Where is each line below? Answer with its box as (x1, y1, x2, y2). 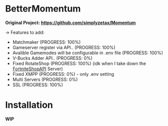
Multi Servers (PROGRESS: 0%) (12, 76, 78, 82)
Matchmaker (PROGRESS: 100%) (12, 39, 81, 45)
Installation (5, 99, 53, 111)
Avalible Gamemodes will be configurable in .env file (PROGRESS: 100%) (12, 50, 163, 56)
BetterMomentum (5, 3, 81, 15)
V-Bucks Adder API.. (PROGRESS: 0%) (12, 55, 93, 61)
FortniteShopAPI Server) (12, 66, 63, 72)
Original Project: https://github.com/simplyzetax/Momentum (5, 20, 136, 26)
